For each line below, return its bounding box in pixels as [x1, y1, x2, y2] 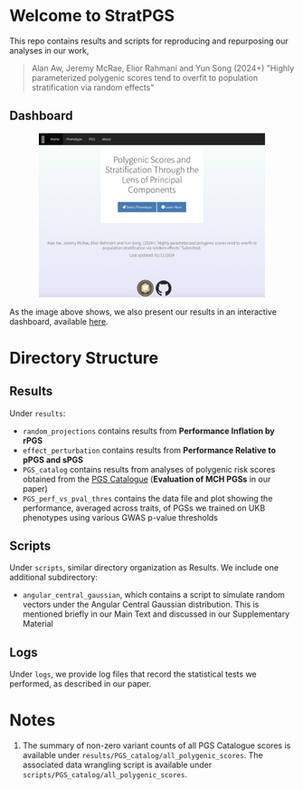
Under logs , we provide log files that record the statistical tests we [9, 668, 258, 680]
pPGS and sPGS [22, 454, 84, 465]
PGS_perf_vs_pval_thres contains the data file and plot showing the [22, 492, 273, 503]
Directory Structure [9, 347, 159, 368]
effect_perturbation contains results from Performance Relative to [22, 444, 277, 455]
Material [22, 619, 53, 629]
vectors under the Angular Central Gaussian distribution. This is [22, 599, 260, 610]
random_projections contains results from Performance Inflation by [22, 425, 275, 436]
